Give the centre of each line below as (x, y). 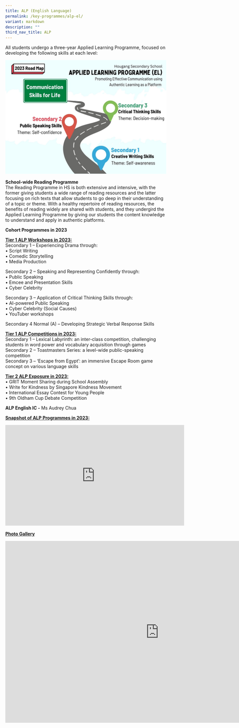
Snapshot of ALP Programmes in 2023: (47, 418)
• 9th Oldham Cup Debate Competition (46, 398)
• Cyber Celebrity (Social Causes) (41, 308)
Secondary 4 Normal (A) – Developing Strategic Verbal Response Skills (80, 324)
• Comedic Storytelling (29, 256)
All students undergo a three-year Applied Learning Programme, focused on (86, 48)
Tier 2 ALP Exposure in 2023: (37, 376)
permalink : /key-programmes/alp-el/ (44, 16)
